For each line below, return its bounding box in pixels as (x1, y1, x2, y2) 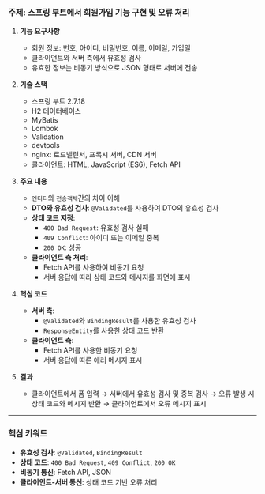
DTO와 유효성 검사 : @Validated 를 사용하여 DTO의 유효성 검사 (31, 203, 219, 213)
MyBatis (31, 115, 58, 125)
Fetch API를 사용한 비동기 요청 (43, 345, 138, 355)
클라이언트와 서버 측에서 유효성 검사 (31, 53, 142, 62)
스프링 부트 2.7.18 (31, 96, 85, 106)
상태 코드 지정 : (31, 213, 76, 223)
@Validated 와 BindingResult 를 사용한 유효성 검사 (43, 316, 196, 326)
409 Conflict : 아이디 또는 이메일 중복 (43, 233, 159, 243)
